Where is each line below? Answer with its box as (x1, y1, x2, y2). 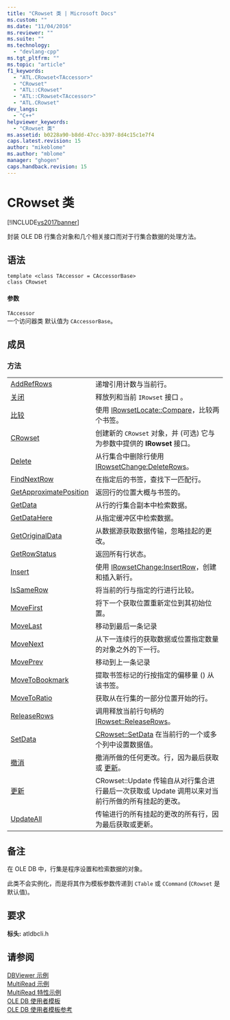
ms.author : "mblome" (7, 150, 66, 158)
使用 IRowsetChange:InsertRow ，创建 (95, 562, 217, 572)
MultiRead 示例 (7, 980, 49, 988)
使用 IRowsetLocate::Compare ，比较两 (95, 406, 220, 415)
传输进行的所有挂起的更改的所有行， (95, 809, 212, 819)
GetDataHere (10, 513, 53, 522)
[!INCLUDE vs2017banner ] (7, 218, 80, 227)
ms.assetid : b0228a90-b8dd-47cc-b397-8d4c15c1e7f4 (7, 131, 155, 138)
